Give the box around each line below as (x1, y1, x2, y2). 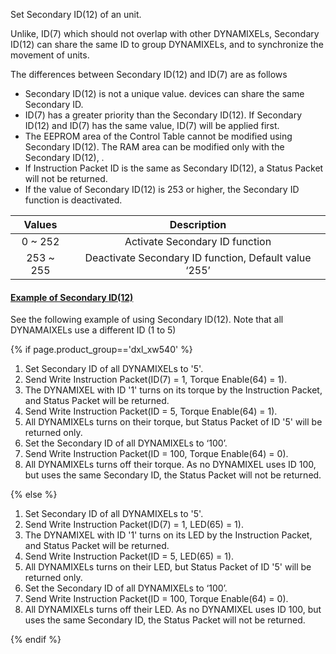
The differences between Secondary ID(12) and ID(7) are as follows (10, 69, 288, 80)
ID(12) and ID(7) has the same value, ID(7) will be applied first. (24, 120, 280, 131)
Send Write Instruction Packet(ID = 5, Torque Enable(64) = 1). (24, 405, 278, 418)
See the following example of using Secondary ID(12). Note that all (10, 314, 284, 326)
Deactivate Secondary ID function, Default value (84, 251, 312, 264)
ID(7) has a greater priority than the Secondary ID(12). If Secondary (24, 109, 302, 121)
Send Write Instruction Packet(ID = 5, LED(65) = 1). (24, 550, 235, 563)
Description (169, 218, 227, 231)
